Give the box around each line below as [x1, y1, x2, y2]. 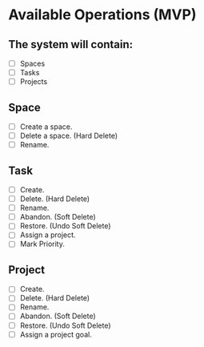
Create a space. [19, 122, 73, 131]
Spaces [19, 59, 46, 68]
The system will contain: [8, 38, 134, 51]
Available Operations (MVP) [8, 6, 197, 24]
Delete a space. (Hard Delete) [19, 131, 118, 141]
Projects [19, 77, 48, 87]
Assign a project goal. [19, 329, 92, 339]
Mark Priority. [19, 239, 66, 249]
